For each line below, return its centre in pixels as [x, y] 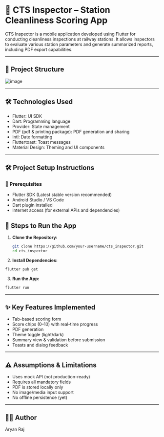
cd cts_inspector [30, 251]
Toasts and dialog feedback [40, 345]
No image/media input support [43, 393]
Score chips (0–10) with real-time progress [55, 324]
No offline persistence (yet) [40, 397]
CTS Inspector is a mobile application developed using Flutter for [70, 34]
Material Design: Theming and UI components [58, 147]
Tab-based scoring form [37, 319]
